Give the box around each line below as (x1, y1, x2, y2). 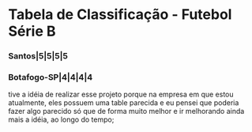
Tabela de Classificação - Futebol (8, 6, 232, 24)
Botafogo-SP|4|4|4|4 (8, 72, 93, 83)
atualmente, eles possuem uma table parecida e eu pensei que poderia (8, 98, 239, 107)
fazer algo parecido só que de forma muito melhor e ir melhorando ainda (8, 107, 245, 116)
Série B (8, 22, 56, 40)
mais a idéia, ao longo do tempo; (8, 115, 115, 124)
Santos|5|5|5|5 (8, 51, 69, 62)
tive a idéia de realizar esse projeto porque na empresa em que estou (8, 89, 234, 100)
